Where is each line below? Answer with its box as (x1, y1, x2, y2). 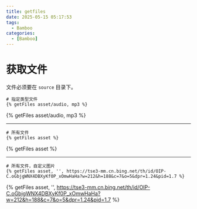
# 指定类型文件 (6, 96, 38, 102)
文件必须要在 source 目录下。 (6, 83, 76, 90)
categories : (6, 31, 35, 36)
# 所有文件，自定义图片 (6, 163, 56, 169)
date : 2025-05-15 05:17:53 (6, 14, 72, 20)
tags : (6, 19, 19, 25)
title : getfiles (6, 8, 46, 15)
